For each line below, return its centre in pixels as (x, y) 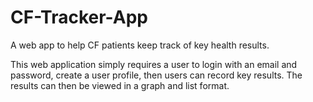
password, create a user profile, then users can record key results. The (156, 75)
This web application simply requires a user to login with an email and (154, 64)
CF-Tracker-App (79, 17)
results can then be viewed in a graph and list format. (120, 85)
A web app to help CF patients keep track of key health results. (140, 45)
